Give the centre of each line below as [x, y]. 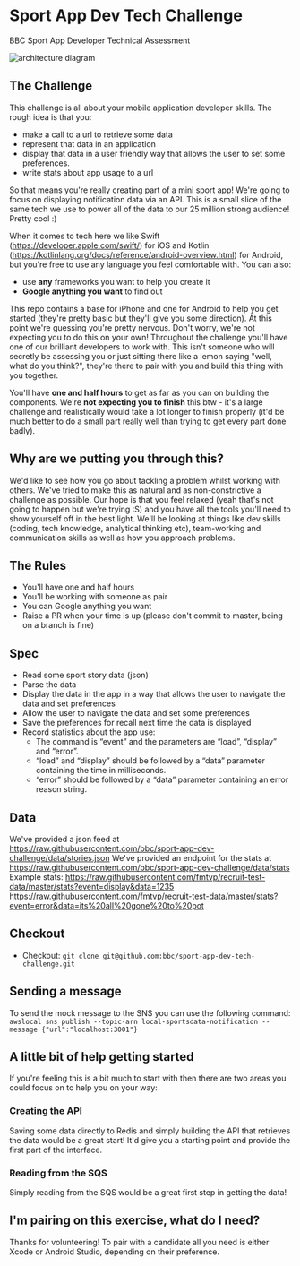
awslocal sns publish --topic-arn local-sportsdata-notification [133, 1021]
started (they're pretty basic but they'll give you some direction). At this [141, 318]
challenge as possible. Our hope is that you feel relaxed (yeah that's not [142, 499]
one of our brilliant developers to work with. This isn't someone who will [142, 347]
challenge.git [48, 964]
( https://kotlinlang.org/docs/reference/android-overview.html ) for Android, [146, 254]
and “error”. [57, 751]
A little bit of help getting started [102, 1057]
